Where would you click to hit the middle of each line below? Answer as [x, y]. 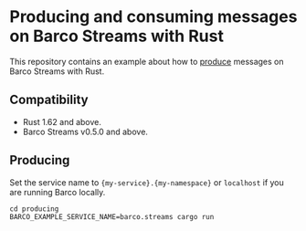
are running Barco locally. [58, 192]
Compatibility [49, 100]
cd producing [34, 209]
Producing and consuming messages [153, 17]
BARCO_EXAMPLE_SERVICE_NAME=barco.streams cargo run [112, 216]
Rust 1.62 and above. [62, 121]
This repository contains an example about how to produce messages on [147, 61]
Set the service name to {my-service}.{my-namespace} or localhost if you [147, 182]
